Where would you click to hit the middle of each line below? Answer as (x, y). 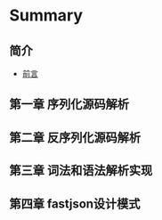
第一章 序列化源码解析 (69, 105)
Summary (46, 16)
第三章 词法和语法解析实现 (81, 171)
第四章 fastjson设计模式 (75, 204)
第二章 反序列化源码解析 (75, 138)
